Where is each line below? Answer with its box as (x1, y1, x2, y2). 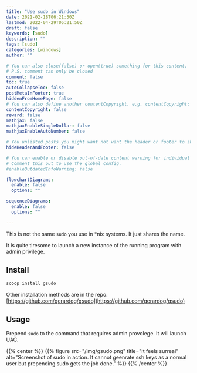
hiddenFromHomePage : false (6, 96, 72, 102)
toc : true (6, 79, 30, 85)
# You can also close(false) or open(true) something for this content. (6, 63, 188, 69)
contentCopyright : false (6, 106, 67, 112)
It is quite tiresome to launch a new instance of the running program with (6, 241, 182, 248)
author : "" (6, 52, 33, 58)
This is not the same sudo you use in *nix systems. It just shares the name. (6, 230, 185, 237)
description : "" (6, 36, 46, 42)
